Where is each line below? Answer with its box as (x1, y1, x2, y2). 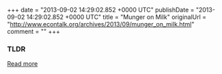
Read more (7, 60, 38, 68)
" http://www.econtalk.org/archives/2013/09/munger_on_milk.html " (7, 20, 195, 28)
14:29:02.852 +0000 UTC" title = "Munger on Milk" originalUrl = (26, 13, 207, 21)
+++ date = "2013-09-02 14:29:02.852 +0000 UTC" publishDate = (7, 6, 195, 14)
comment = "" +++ (7, 27, 60, 35)
